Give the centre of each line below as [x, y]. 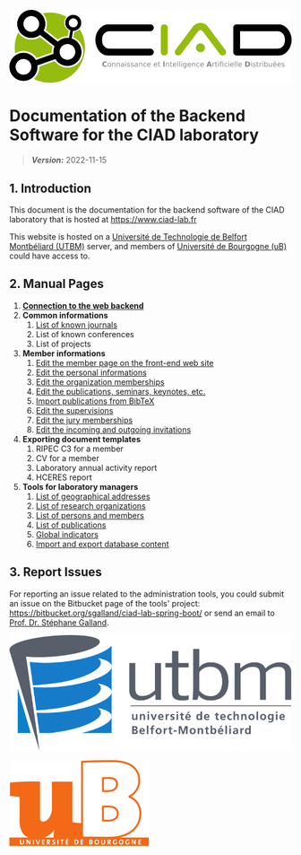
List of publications [71, 525]
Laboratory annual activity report [96, 467]
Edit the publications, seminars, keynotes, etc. [120, 391]
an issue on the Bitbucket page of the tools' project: [105, 603]
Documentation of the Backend [128, 116]
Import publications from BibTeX [95, 401]
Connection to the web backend [83, 305]
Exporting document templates [82, 439]
